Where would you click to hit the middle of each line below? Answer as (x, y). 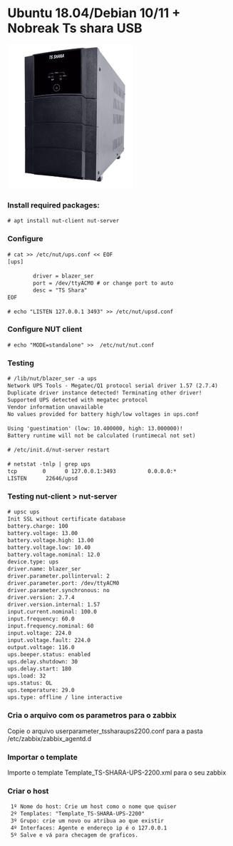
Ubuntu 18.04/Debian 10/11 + (94, 13)
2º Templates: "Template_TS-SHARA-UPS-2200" (77, 814)
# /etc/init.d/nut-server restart (59, 450)
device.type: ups (33, 562)
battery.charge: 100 (38, 526)
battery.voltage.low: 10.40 (49, 548)
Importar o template (43, 757)
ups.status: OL (30, 683)
